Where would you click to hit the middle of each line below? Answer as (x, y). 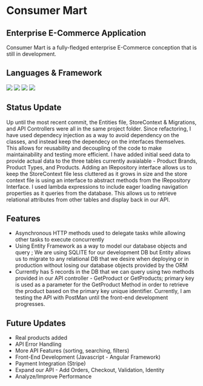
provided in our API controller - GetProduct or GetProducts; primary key (105, 278)
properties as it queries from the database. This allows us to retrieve (92, 193)
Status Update (34, 108)
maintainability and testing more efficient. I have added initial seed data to (98, 154)
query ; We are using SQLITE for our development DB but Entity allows (103, 252)
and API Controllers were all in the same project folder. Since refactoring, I (99, 129)
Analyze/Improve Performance (53, 376)
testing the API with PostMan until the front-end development (92, 297)
